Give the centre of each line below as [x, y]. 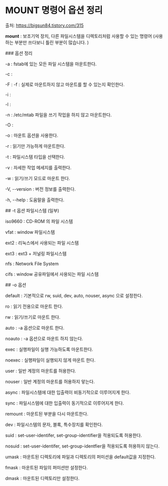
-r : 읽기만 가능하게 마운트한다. [35, 146]
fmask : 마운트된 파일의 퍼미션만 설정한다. [47, 467]
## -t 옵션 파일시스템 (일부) [32, 210]
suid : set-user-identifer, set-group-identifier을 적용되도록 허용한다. [74, 435]
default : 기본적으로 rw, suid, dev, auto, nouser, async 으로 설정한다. [74, 295]
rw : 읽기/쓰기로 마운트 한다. [33, 317]
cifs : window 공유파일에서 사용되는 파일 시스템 [52, 274]
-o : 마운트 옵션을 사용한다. [32, 135]
